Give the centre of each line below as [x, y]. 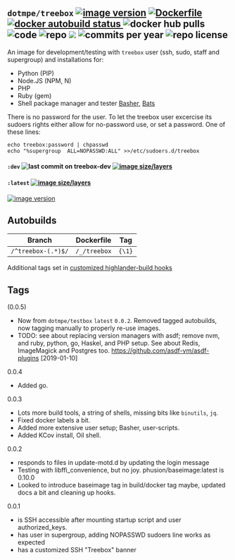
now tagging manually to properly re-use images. [89, 328]
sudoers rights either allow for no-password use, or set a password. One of [116, 124]
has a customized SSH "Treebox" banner [77, 550]
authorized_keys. [42, 528]
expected [31, 542]
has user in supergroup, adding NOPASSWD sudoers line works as [114, 535]
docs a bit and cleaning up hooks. [66, 493]
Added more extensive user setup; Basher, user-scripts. [99, 428]
